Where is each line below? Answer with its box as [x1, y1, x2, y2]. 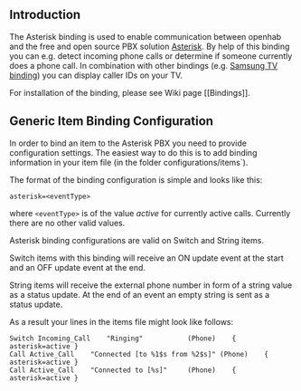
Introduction [9, 7, 81, 23]
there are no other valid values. [9, 217, 126, 228]
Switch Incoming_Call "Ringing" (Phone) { [9, 334, 237, 343]
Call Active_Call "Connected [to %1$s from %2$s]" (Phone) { [9, 349, 269, 358]
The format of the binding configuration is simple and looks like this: [9, 174, 263, 185]
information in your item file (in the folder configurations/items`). [9, 157, 249, 167]
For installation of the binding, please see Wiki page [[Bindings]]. [9, 87, 250, 98]
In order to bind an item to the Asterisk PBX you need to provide [9, 138, 247, 148]
